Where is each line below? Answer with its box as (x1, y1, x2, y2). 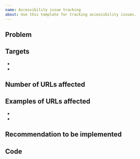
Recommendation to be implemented (5, 130, 122, 139)
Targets (5, 47, 30, 56)
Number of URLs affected (5, 80, 85, 89)
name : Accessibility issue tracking (5, 7, 81, 12)
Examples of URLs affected (5, 97, 91, 106)
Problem (5, 30, 32, 39)
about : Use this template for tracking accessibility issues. (5, 12, 137, 17)
